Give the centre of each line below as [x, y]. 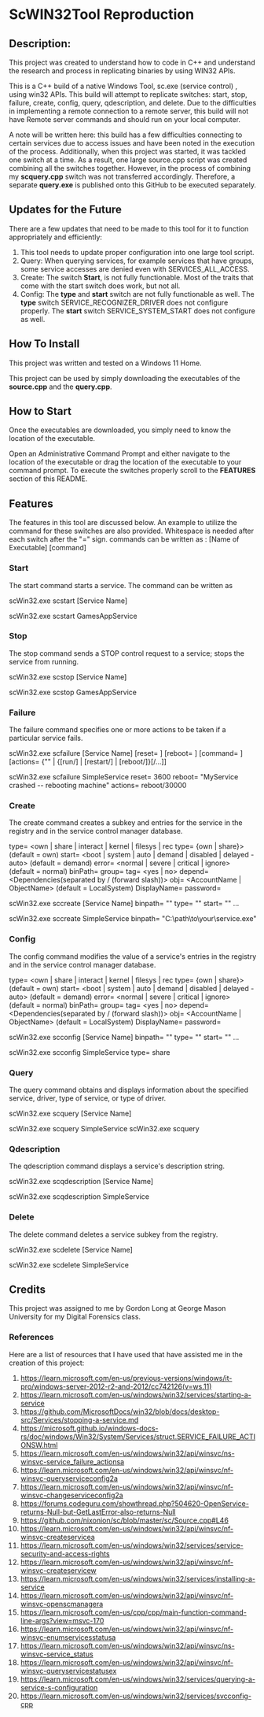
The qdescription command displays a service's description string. [117, 1166]
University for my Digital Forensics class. [75, 1317]
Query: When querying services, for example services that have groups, [137, 261]
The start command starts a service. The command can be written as [121, 585]
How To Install [44, 344]
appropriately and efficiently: [56, 237]
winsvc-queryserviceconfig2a [69, 1478]
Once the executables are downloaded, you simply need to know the [120, 430]
